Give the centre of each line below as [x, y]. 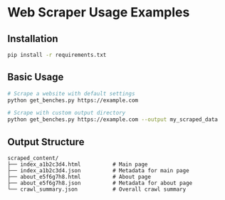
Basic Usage [36, 77]
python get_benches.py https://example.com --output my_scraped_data [113, 120]
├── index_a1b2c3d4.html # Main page [78, 164]
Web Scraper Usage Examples [99, 12]
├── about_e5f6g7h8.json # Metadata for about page [100, 183]
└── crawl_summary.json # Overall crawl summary [97, 189]
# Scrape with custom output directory [67, 113]
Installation [33, 39]
